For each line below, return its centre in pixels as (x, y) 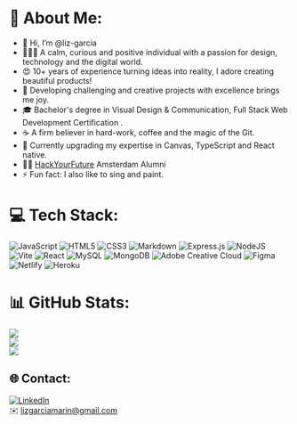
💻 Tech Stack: (64, 215)
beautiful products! (57, 80)
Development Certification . (72, 122)
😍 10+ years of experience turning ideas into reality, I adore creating (148, 71)
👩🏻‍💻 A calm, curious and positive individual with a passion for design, (150, 52)
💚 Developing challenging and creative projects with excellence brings (151, 90)
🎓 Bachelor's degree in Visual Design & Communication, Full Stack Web (155, 110)
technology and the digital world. (82, 61)
